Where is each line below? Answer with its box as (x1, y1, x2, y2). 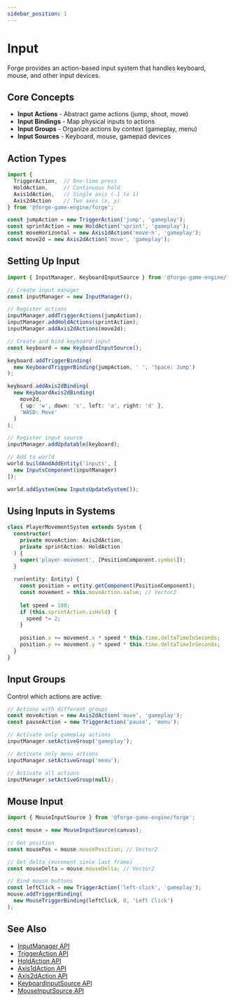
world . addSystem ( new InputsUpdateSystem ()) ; (7, 486, 139, 493)
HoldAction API (17, 956, 62, 965)
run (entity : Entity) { (13, 576, 80, 583)
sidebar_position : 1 (7, 10, 68, 18)
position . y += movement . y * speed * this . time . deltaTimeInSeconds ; (20, 641, 220, 648)
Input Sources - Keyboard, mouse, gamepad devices (17, 132, 171, 141)
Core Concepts (7, 91, 75, 103)
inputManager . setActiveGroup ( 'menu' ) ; (7, 757, 120, 764)
